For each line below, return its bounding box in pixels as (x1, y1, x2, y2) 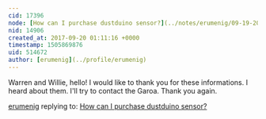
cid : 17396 (8, 11, 44, 20)
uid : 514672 (8, 48, 47, 56)
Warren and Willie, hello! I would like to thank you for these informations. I (8, 77, 248, 87)
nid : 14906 (8, 26, 44, 34)
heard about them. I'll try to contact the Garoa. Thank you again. (8, 86, 218, 95)
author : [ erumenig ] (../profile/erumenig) (8, 56, 147, 64)
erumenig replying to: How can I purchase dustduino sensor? (8, 101, 207, 111)
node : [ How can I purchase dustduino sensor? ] (8, 19, 165, 27)
